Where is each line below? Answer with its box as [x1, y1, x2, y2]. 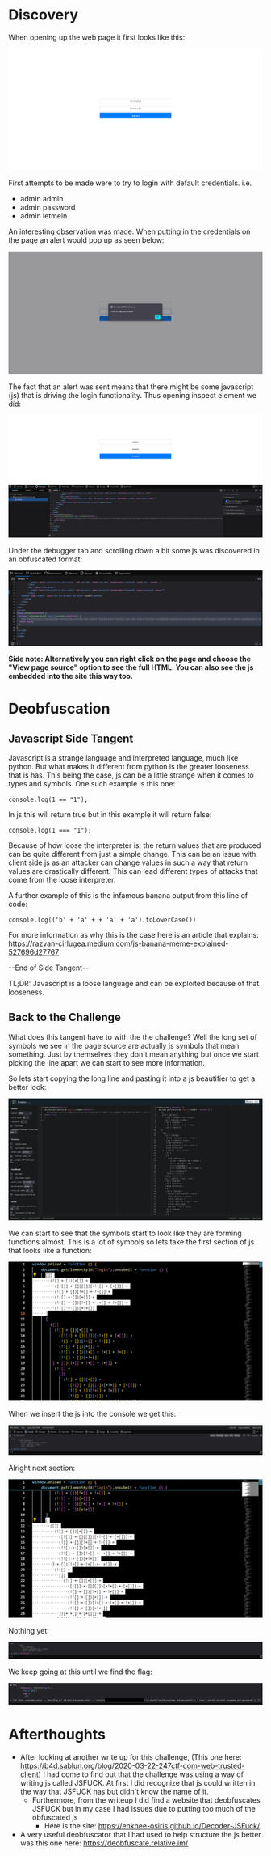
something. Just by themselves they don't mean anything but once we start [8, 1049, 260, 1059]
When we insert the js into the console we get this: [8, 1409, 177, 1419]
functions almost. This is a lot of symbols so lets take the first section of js [8, 1236, 255, 1247]
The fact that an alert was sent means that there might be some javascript [8, 382, 254, 392]
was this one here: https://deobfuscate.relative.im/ [19, 1838, 189, 1848]
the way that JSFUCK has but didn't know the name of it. [19, 1786, 209, 1796]
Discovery [8, 6, 79, 24]
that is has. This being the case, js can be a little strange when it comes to [8, 770, 254, 780]
